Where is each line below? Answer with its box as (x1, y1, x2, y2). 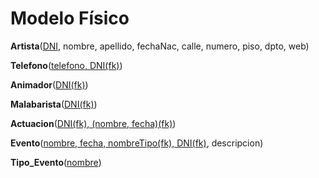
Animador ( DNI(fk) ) (10, 78, 89, 91)
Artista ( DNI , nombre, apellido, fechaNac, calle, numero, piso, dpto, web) (10, 40, 310, 52)
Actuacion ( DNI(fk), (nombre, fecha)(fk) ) (10, 117, 177, 129)
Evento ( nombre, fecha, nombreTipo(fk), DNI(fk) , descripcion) (10, 137, 264, 149)
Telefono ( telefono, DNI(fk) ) (10, 59, 123, 71)
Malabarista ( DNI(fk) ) (10, 98, 98, 110)
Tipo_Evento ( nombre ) (10, 156, 102, 168)
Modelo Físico (10, 7, 130, 30)
